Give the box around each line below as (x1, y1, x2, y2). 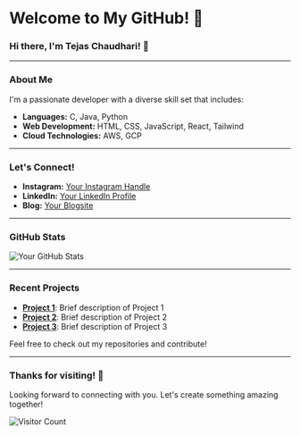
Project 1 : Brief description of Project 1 (21, 302, 164, 313)
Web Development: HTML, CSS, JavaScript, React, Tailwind (21, 121, 244, 131)
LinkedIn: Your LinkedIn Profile (21, 191, 137, 202)
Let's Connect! (9, 161, 75, 173)
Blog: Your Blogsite (21, 200, 94, 211)
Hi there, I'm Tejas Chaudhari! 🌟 (9, 40, 149, 53)
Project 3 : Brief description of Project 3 (21, 321, 168, 331)
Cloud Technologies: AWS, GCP (21, 130, 143, 141)
